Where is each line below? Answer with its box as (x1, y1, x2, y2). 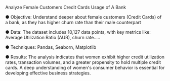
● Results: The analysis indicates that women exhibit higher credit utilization (5, 54, 165, 60)
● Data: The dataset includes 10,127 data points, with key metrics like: (5, 29, 151, 35)
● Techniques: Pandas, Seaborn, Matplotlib (5, 44, 97, 50)
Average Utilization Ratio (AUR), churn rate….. (5, 35, 100, 40)
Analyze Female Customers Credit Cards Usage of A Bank (5, 5, 126, 10)
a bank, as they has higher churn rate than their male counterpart (5, 20, 142, 25)
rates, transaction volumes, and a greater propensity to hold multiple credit (5, 59, 161, 65)
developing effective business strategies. (5, 70, 91, 76)
